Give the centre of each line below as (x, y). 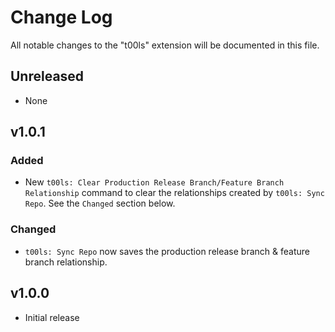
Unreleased (47, 76)
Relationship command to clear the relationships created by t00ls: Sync (174, 193)
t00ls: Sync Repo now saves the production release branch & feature (167, 251)
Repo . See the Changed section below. (100, 203)
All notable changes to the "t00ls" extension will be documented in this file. (165, 45)
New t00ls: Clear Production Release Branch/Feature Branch (154, 182)
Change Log (61, 17)
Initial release (52, 317)
